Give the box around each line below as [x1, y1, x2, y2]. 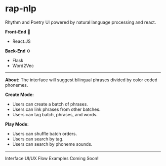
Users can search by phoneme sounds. [12, 141, 92, 147]
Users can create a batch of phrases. [12, 101, 88, 107]
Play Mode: [5, 121, 29, 127]
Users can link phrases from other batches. [12, 106, 101, 112]
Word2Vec [12, 63, 34, 68]
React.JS [12, 38, 31, 44]
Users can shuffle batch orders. [12, 131, 77, 136]
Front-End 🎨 [5, 29, 31, 34]
